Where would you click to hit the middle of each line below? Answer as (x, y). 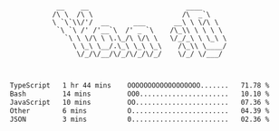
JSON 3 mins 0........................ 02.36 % (139, 119)
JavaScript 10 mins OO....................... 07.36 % (139, 102)
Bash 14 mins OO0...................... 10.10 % (139, 94)
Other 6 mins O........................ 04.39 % (139, 111)
